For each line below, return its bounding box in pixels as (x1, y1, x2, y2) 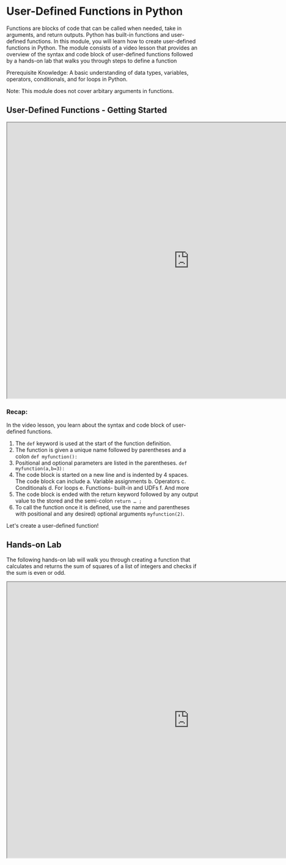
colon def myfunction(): (15, 453, 78, 460)
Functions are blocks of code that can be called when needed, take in (6, 24, 182, 32)
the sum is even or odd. (6, 569, 66, 576)
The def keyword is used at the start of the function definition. (15, 440, 172, 447)
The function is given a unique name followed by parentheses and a (15, 446, 186, 454)
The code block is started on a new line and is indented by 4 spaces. (15, 471, 189, 479)
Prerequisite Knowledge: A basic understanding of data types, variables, (6, 69, 189, 76)
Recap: (6, 407, 28, 416)
